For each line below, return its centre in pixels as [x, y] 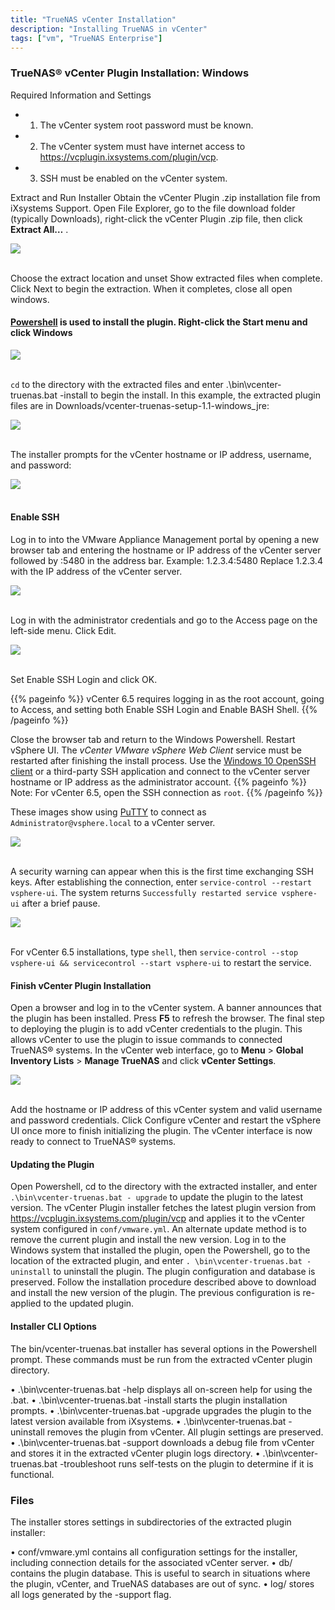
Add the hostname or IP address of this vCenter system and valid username [166, 1110]
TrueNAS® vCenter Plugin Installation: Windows [130, 73]
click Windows [41, 333]
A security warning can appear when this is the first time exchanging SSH [162, 872]
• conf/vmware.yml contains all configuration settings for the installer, [154, 1552]
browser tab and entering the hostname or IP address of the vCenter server [166, 550]
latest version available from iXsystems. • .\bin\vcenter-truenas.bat [148, 1421]
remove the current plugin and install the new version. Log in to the [148, 1240]
